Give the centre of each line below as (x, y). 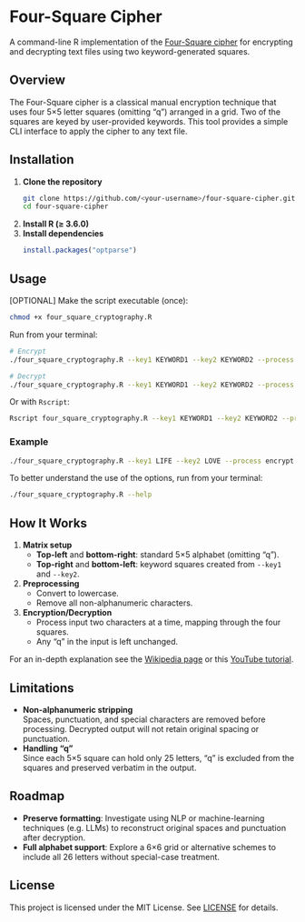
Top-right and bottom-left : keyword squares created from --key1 (159, 565)
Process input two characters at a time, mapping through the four (158, 622)
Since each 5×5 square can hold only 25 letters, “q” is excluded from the (158, 757)
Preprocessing (51, 584)
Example (29, 442)
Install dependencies (63, 234)
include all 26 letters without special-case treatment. (121, 857)
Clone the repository (62, 181)
